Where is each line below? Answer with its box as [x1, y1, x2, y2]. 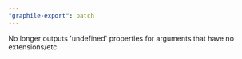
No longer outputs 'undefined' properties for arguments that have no [8, 33, 234, 43]
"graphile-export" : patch [8, 11, 94, 20]
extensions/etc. [8, 41, 60, 52]
